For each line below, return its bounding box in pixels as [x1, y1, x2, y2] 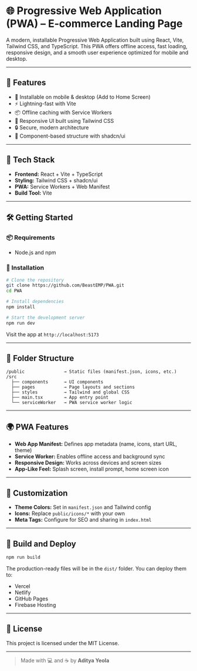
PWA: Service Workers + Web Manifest [14, 183, 110, 190]
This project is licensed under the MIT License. [6, 639, 120, 646]
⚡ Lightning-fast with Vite [14, 100, 76, 107]
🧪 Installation [6, 263, 45, 272]
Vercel [14, 582, 30, 589]
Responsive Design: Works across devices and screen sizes [14, 459, 162, 466]
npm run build [6, 554, 41, 560]
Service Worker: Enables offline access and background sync [14, 453, 165, 460]
